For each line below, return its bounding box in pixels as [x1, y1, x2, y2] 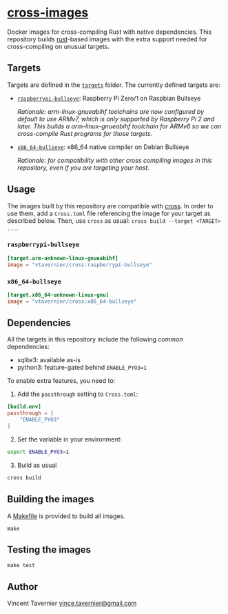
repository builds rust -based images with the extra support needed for [7, 34, 208, 43]
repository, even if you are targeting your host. [17, 164, 150, 172]
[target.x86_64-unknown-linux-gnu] [7, 291, 110, 298]
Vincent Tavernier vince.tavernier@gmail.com [7, 599, 137, 608]
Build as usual [17, 461, 57, 469]
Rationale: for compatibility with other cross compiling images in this [17, 156, 212, 164]
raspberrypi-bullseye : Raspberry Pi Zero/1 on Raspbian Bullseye [17, 94, 201, 102]
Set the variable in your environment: [17, 435, 123, 443]
